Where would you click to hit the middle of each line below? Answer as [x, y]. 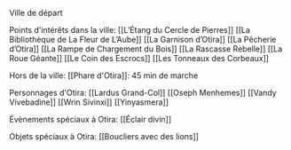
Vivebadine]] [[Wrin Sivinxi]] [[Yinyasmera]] [89, 102]
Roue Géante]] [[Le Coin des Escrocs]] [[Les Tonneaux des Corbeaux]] [139, 58]
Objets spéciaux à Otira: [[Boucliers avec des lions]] [104, 136]
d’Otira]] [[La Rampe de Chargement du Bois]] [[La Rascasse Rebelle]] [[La [145, 49]
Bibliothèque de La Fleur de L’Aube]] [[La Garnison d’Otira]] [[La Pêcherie [143, 39]
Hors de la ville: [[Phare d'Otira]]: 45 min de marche [104, 75]
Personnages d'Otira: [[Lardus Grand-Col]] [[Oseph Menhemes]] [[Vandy [143, 93]
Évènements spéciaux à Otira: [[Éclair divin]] [90, 119]
